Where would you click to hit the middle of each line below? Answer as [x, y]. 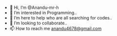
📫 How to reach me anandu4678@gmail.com [56, 28]
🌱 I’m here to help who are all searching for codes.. [61, 18]
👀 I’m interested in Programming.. [43, 13]
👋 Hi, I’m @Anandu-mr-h [34, 8]
